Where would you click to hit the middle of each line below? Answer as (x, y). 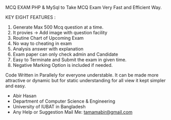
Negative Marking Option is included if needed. (63, 65)
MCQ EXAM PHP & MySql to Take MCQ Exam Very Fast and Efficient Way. (83, 7)
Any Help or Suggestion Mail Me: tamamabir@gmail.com (72, 112)
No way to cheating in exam (42, 43)
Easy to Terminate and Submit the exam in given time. (70, 60)
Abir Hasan (25, 96)
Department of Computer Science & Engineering (64, 101)
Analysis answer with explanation (48, 49)
